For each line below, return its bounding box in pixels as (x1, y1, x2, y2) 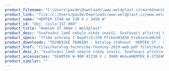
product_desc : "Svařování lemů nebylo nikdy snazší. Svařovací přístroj (5, 30, 161, 35)
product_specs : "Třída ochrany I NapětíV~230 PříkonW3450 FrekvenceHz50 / (5, 35, 165, 40)
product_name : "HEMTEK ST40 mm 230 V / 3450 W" (5, 16, 107, 21)
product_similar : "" (5, 58, 48, 63)
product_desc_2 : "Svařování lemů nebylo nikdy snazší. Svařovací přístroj (5, 49, 165, 54)
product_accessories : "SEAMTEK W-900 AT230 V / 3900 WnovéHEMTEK (5, 53, 145, 59)
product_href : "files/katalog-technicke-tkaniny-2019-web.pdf (5, 44, 138, 49)
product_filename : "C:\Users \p (5, 7, 71, 12)
